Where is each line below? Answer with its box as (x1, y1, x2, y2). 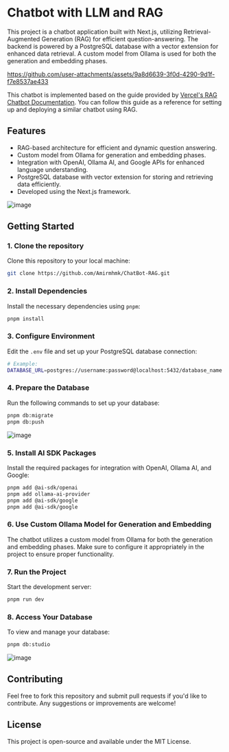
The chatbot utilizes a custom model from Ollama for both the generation (7, 535, 213, 544)
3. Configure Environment (7, 331, 95, 341)
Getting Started (7, 221, 75, 232)
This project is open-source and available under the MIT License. (7, 737, 191, 745)
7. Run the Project (7, 567, 67, 577)
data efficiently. (16, 180, 62, 188)
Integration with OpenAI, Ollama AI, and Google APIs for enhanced (16, 158, 204, 166)
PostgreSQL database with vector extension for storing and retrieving (16, 173, 214, 181)
